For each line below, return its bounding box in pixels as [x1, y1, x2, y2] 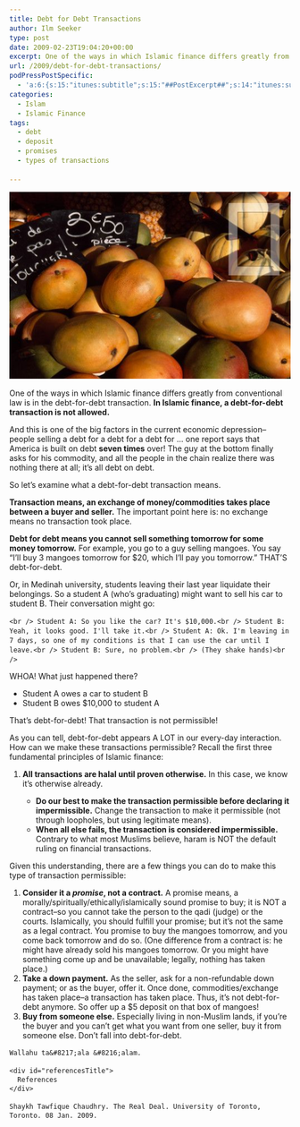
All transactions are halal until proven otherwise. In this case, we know [21, 768, 288, 779]
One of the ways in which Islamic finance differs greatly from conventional [9, 388, 283, 398]
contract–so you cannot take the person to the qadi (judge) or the [21, 906, 263, 917]
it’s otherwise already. [21, 778, 104, 789]
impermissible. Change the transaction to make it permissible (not [35, 805, 281, 815]
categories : [9, 90, 54, 98]
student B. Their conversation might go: [9, 598, 155, 609]
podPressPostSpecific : [9, 72, 94, 81]
